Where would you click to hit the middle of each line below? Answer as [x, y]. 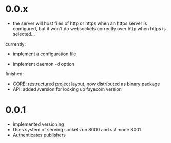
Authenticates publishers [39, 135]
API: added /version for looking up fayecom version [67, 89]
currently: [16, 44]
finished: [15, 74]
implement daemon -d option [43, 64]
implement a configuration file [44, 54]
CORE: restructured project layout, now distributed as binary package [86, 84]
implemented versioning [38, 124]
